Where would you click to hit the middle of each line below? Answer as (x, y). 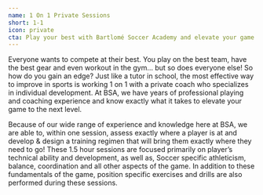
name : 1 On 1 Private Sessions (59, 15)
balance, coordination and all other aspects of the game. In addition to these (131, 166)
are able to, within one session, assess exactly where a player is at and (123, 133)
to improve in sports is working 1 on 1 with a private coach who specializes (128, 85)
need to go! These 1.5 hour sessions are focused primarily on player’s (121, 150)
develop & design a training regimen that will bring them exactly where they (130, 141)
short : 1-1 (26, 23)
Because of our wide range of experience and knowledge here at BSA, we (128, 125)
